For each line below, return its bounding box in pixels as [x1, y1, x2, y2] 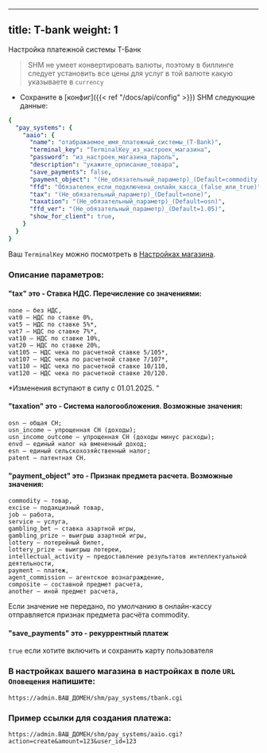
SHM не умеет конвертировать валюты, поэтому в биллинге [27, 60, 234, 69]
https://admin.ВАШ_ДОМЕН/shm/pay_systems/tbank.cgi [8, 694, 183, 702]
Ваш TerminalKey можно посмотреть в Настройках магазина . [8, 249, 216, 259]
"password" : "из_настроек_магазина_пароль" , [29, 153, 180, 162]
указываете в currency [27, 76, 104, 86]
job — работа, [8, 511, 56, 519]
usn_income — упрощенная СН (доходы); [8, 426, 137, 434]
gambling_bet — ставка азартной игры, [8, 525, 137, 533]
